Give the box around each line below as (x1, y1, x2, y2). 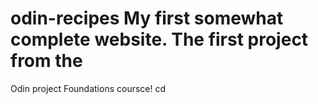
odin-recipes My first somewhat (10, 7, 284, 30)
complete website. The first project (10, 28, 309, 51)
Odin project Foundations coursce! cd (10, 82, 167, 94)
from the (10, 50, 83, 72)
